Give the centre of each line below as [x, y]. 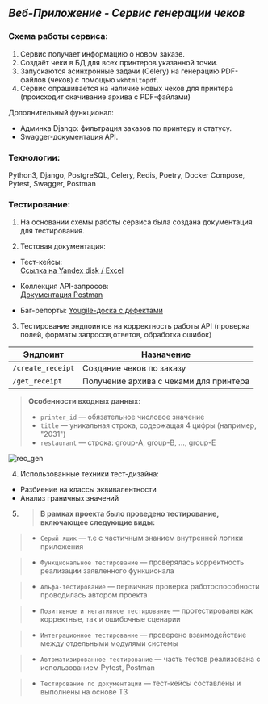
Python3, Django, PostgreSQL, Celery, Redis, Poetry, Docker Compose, [127, 175]
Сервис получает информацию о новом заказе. [103, 54]
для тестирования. [52, 231]
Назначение [166, 354]
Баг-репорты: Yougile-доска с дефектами [92, 311]
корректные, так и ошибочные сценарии [110, 619]
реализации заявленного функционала [107, 571]
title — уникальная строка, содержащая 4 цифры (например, [148, 425]
